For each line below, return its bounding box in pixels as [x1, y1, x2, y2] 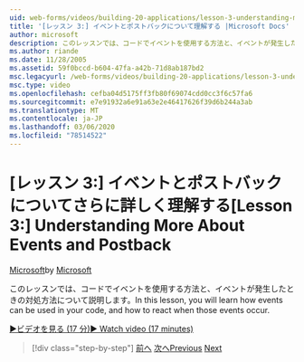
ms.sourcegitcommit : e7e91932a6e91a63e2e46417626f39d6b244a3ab [9, 97, 253, 107]
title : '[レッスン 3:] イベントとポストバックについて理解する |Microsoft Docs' [9, 22, 290, 31]
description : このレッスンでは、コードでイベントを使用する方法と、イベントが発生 [9, 38, 284, 48]
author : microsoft [9, 30, 79, 39]
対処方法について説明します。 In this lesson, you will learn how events [24, 294, 283, 305]
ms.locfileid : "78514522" [9, 131, 107, 140]
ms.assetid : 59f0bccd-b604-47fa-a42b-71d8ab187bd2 [9, 64, 204, 73]
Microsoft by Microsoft [9, 264, 92, 275]
